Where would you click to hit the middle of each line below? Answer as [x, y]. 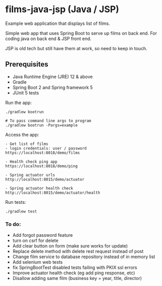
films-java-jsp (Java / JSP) [62, 9]
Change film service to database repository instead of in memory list [84, 257]
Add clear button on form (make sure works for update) [70, 246]
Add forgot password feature [43, 235]
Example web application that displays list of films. [58, 23]
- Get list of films [27, 144]
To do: [13, 224]
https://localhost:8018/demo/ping [42, 166]
